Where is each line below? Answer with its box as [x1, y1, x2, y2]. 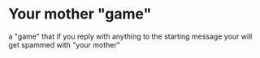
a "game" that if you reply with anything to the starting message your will [8, 31, 253, 41]
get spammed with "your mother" [8, 39, 120, 49]
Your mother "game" [8, 5, 152, 23]
